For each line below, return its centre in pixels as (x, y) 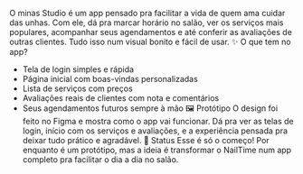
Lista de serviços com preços (77, 88)
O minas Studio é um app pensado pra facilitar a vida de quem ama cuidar (147, 13)
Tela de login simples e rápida (78, 69)
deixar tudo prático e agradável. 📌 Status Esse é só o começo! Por (146, 140)
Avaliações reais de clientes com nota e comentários (121, 98)
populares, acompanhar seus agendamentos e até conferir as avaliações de (151, 32)
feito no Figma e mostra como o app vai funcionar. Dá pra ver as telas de (158, 121)
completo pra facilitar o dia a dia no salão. (100, 160)
